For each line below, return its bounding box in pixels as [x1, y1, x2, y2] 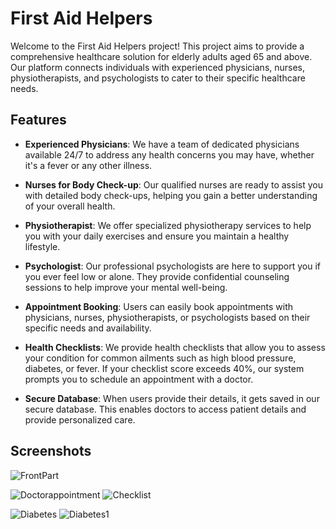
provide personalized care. [24, 413, 136, 426]
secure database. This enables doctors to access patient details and [24, 403, 307, 415]
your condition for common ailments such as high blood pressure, [24, 352, 297, 364]
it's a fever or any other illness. [24, 159, 153, 171]
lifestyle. [24, 240, 61, 252]
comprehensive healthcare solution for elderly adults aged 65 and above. [10, 50, 313, 62]
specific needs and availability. [24, 322, 152, 334]
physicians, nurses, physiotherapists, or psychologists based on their [24, 311, 311, 323]
